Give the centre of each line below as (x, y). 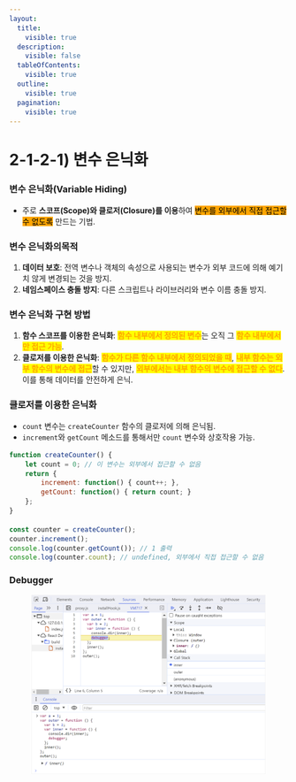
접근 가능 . (47, 347)
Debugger (31, 580)
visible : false (53, 56)
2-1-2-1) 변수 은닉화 (79, 160)
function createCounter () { (61, 455)
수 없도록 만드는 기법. (58, 221)
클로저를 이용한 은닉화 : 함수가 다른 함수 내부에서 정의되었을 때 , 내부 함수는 (148, 357)
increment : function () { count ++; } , (110, 483)
